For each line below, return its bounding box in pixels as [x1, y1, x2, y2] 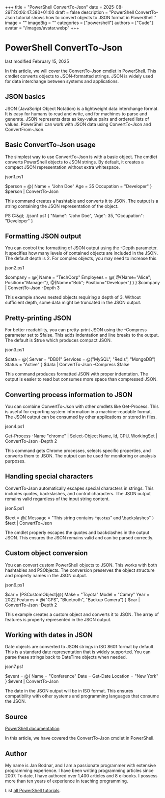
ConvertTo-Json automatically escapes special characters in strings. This [5, 485, 154, 491]
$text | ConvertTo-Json [5, 520, 53, 526]
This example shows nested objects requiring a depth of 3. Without [5, 294, 141, 300]
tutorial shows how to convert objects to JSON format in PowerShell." [16, 15, 157, 20]
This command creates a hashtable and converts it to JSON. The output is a [5, 198, 159, 204]
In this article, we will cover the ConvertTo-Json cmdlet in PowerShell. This [5, 68, 156, 74]
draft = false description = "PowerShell [55, 9, 134, 15]
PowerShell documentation [5, 726, 60, 732]
